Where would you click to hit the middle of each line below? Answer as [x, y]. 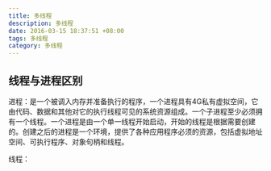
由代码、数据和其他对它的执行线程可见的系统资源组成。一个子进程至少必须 [132, 111]
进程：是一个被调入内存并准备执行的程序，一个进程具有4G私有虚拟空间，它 [133, 101]
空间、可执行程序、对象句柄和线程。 [69, 141]
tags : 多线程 [28, 38]
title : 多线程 [30, 16]
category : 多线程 [35, 46]
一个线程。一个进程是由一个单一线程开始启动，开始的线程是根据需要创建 [135, 121]
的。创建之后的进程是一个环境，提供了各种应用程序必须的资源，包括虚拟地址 [135, 131]
